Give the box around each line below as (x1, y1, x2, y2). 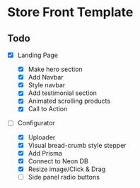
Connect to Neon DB (28, 156, 88, 165)
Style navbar (28, 81, 66, 89)
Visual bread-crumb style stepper (28, 141, 127, 149)
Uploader (28, 133, 56, 142)
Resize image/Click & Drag (28, 165, 106, 173)
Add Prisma (28, 149, 62, 157)
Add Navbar (28, 73, 64, 82)
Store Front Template (7, 4, 134, 20)
